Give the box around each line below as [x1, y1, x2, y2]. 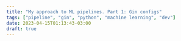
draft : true [6, 25, 37, 32]
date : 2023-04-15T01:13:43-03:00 [6, 20, 91, 26]
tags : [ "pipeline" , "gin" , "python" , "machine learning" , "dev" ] [6, 14, 176, 20]
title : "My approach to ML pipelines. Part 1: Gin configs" [6, 8, 163, 15]
